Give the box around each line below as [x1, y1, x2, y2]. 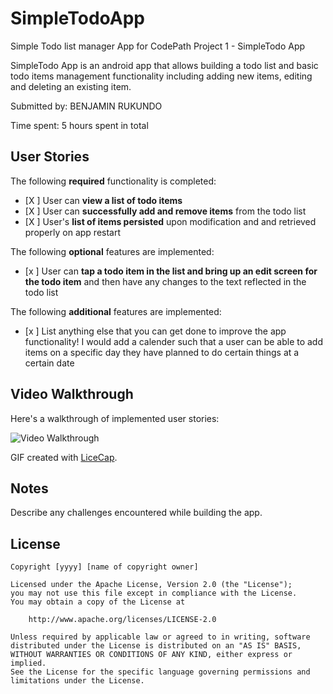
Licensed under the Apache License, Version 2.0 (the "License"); [10, 580, 293, 590]
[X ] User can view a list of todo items [24, 194, 183, 206]
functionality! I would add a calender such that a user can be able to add [24, 335, 324, 347]
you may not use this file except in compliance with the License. [10, 588, 298, 599]
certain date [24, 357, 75, 369]
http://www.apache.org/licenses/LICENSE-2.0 [28, 615, 217, 625]
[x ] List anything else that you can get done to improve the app [24, 325, 287, 337]
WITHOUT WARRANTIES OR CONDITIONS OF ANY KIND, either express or [10, 650, 293, 660]
